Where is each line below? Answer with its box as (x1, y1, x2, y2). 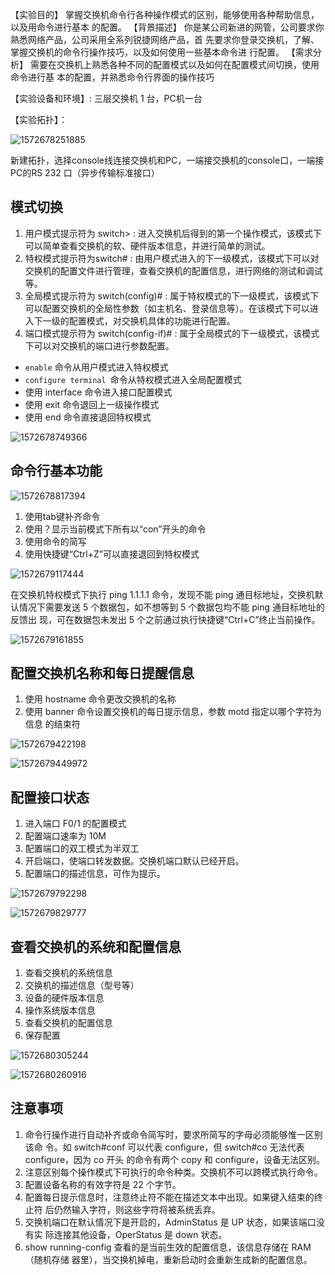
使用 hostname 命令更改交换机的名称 (24, 693, 177, 705)
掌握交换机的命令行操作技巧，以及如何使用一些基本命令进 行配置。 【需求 (10, 46, 313, 58)
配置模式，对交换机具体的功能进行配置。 (68, 314, 236, 327)
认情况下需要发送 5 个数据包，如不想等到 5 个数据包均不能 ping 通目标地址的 (10, 601, 326, 613)
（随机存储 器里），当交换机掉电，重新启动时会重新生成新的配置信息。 (24, 1253, 313, 1265)
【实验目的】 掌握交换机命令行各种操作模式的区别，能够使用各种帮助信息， (10, 9, 320, 20)
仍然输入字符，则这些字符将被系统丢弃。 (53, 1203, 221, 1215)
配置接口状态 (10, 789, 90, 806)
